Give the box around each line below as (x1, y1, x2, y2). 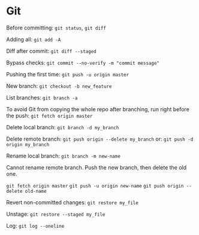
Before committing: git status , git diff (6, 24, 107, 31)
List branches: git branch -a (6, 94, 78, 101)
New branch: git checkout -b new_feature (6, 82, 112, 90)
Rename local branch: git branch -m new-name (6, 152, 121, 159)
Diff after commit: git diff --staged (6, 47, 97, 55)
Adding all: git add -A (6, 35, 61, 43)
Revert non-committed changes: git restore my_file (6, 198, 139, 206)
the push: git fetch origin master (6, 112, 93, 119)
